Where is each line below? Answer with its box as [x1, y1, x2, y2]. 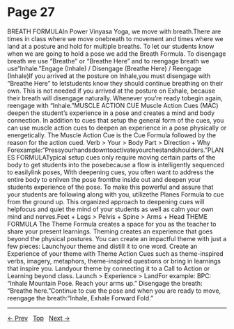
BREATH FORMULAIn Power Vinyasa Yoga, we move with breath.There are [7, 27, 221, 36]
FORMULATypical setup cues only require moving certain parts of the [16, 153, 216, 161]
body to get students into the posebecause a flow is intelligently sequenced [7, 160, 225, 169]
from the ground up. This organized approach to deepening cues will [7, 197, 205, 206]
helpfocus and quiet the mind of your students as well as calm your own [7, 205, 214, 213]
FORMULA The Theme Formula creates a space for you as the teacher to [7, 220, 217, 228]
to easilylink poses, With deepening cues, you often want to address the [7, 168, 214, 176]
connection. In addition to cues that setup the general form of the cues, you [7, 116, 224, 124]
